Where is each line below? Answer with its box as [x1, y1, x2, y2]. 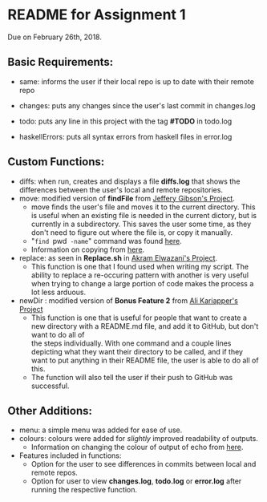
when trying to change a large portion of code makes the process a [30, 278, 254, 288]
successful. [30, 381, 70, 391]
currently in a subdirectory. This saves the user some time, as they [30, 219, 252, 229]
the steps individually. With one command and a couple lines [30, 338, 232, 348]
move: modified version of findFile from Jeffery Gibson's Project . [18, 193, 236, 203]
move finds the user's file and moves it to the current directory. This [30, 202, 256, 212]
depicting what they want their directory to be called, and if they [30, 346, 244, 356]
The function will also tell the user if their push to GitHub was [30, 372, 233, 382]
